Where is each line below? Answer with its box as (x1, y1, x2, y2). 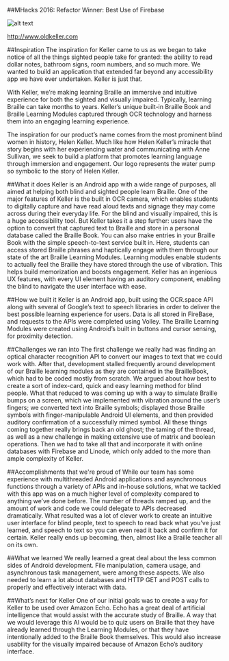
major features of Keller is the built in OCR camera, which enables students (7, 195, 219, 203)
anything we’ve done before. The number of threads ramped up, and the (7, 497, 211, 505)
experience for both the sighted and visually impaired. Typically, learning (7, 95, 212, 104)
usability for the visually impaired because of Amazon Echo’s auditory (7, 640, 203, 648)
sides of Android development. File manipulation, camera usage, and (7, 562, 201, 569)
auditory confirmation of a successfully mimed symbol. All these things (7, 418, 207, 426)
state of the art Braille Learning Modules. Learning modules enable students (7, 253, 221, 261)
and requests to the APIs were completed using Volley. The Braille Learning (7, 317, 219, 325)
